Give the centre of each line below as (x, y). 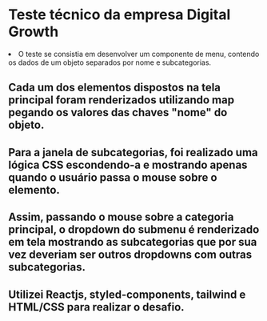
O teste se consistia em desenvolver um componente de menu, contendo (139, 54)
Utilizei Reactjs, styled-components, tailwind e (127, 294)
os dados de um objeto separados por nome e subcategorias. (110, 62)
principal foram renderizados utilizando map (121, 100)
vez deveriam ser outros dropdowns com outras (130, 255)
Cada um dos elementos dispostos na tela (115, 88)
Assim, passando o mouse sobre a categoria (121, 217)
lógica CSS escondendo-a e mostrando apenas (128, 165)
